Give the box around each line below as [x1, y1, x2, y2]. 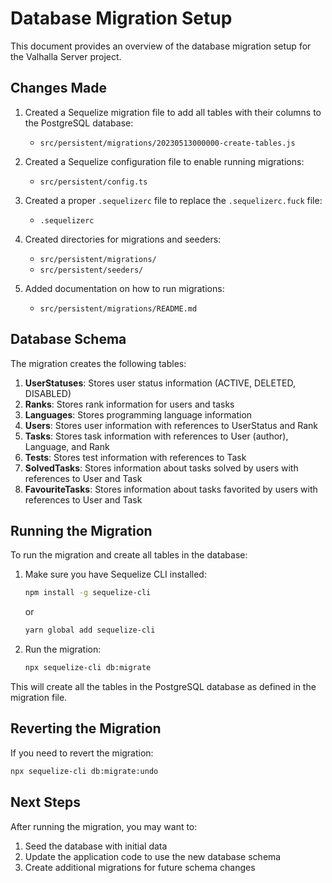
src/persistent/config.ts [39, 177, 148, 187]
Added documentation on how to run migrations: [24, 282, 225, 294]
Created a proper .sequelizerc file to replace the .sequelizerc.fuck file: [24, 194, 323, 206]
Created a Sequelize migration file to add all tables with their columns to [24, 106, 322, 118]
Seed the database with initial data [24, 840, 168, 852]
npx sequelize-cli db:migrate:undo [10, 766, 159, 776]
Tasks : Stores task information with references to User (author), [24, 430, 289, 442]
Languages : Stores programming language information [24, 408, 253, 421]
